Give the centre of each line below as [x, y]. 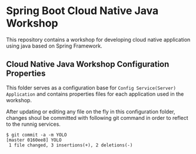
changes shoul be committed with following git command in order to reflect [97, 118]
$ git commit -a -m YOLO [36, 135]
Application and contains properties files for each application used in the [95, 94]
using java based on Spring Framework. [54, 46]
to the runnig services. [33, 124]
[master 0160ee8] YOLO [34, 140]
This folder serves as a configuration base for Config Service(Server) [91, 88]
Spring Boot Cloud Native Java [82, 11]
